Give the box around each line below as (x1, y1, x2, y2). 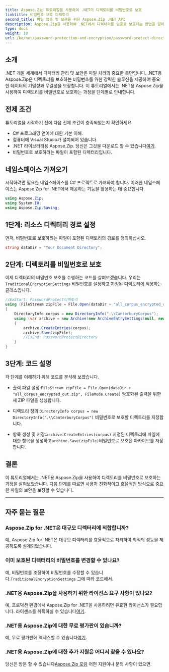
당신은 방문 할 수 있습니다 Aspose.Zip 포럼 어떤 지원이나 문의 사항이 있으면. (5, 661, 152, 667)
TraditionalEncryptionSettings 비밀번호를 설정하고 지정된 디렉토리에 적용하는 (5, 281, 162, 287)
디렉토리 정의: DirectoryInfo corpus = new (12, 407, 99, 414)
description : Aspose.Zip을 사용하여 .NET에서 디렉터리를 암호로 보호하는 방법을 (5, 21, 155, 27)
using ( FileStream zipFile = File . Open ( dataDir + (5, 302, 112, 307)
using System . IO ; (5, 200, 42, 206)
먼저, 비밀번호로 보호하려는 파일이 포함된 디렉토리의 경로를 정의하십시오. (5, 235, 146, 241)
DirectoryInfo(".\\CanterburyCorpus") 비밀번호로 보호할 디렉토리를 (12, 414, 150, 420)
